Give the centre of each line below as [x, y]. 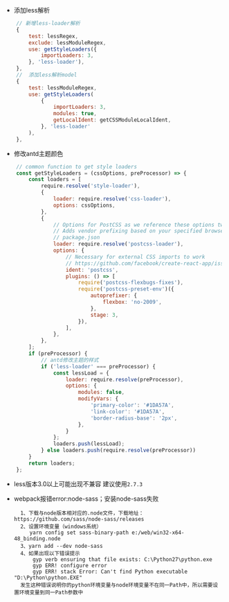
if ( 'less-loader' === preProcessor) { [98, 366]
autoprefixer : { [113, 296]
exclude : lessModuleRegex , [67, 43]
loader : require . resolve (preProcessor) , [125, 379]
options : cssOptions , [84, 205]
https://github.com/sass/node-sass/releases [79, 519]
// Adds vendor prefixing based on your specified [128, 231]
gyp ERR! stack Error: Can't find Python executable [110, 571]
